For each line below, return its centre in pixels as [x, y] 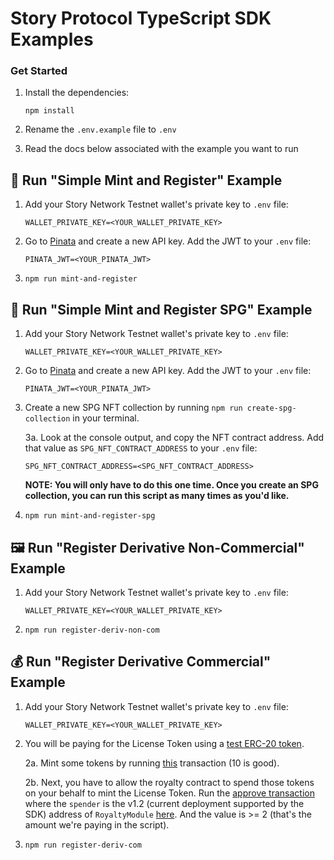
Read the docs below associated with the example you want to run [161, 149]
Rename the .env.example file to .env [100, 129]
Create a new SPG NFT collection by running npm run [133, 408]
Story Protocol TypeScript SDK [141, 18]
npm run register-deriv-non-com [92, 630]
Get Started [39, 71]
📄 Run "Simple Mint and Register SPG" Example [161, 309]
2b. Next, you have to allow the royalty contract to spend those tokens [169, 782]
